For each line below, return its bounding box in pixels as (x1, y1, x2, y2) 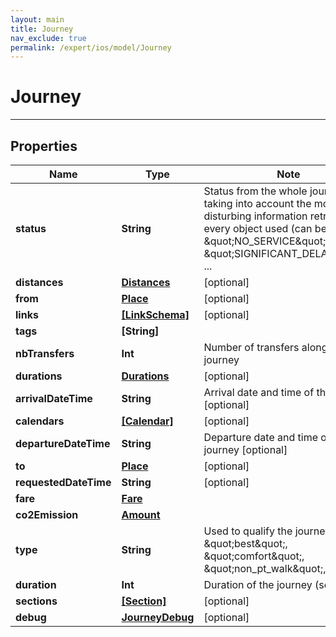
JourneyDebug (121, 611, 195, 624)
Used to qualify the (203, 524, 293, 538)
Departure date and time (203, 431, 319, 444)
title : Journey (10, 24, 74, 34)
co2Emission (15, 508, 79, 521)
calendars (15, 414, 65, 428)
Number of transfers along (203, 341, 328, 354)
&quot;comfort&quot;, (203, 549, 305, 563)
